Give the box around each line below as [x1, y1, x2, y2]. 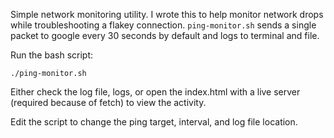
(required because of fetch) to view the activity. [10, 97, 207, 108]
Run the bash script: [10, 49, 94, 61]
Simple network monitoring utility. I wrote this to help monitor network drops [10, 9, 324, 20]
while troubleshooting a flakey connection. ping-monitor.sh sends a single [10, 19, 317, 31]
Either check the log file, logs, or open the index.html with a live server [10, 86, 301, 98]
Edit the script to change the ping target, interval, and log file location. [10, 116, 298, 128]
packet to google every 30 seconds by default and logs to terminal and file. [10, 30, 320, 41]
